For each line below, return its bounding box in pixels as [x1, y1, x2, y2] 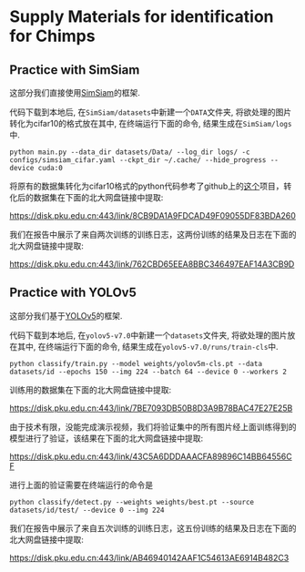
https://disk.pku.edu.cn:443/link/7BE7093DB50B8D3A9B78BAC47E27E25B [9, 403, 293, 414]
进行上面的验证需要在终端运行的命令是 [9, 479, 153, 490]
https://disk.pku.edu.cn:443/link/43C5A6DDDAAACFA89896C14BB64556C [9, 451, 293, 462]
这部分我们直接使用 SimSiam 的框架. [9, 87, 141, 97]
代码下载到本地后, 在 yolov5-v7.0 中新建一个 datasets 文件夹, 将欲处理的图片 [9, 330, 288, 341]
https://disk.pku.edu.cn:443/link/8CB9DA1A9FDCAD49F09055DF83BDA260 [9, 210, 296, 220]
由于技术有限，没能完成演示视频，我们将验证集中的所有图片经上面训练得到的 [9, 421, 297, 432]
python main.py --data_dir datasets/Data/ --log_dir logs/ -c [9, 148, 250, 157]
